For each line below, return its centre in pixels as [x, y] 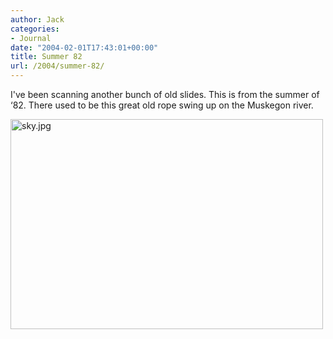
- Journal [31, 38]
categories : [35, 29]
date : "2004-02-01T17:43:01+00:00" [84, 47]
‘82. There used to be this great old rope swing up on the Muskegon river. [162, 105]
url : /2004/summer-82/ [57, 66]
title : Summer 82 [46, 57]
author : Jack [37, 19]
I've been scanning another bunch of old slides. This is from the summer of [165, 94]
